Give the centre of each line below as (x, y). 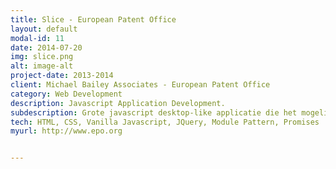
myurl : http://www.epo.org (66, 131)
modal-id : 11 (37, 38)
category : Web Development (66, 94)
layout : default (44, 29)
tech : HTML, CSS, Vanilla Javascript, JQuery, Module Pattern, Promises (165, 122)
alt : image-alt (42, 66)
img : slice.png (42, 57)
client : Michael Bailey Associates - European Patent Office (140, 85)
